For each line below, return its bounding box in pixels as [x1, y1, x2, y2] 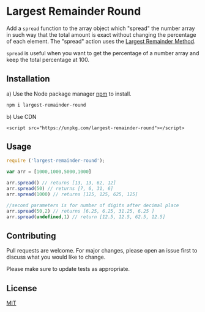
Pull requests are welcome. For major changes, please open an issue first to [6, 247, 198, 254]
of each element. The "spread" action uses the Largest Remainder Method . [6, 37, 196, 45]
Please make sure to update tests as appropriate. [6, 265, 130, 273]
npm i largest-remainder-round [6, 102, 86, 108]
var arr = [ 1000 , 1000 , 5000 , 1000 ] [6, 169, 92, 175]
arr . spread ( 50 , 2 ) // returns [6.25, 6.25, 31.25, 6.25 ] [6, 208, 155, 214]
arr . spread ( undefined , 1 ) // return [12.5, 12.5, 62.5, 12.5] [6, 213, 166, 220]
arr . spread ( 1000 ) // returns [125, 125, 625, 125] [6, 191, 138, 197]
